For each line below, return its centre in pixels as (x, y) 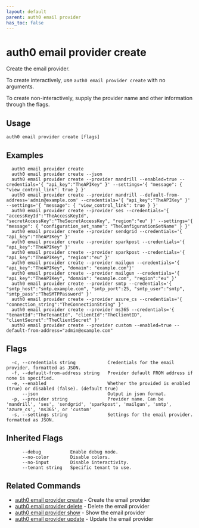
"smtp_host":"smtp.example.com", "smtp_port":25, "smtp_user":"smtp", (96, 289)
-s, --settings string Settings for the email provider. (102, 415)
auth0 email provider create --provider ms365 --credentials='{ (93, 310)
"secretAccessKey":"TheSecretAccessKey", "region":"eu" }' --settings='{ (100, 221)
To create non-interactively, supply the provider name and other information (99, 98)
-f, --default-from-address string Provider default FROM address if (102, 373)
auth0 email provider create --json (57, 174)
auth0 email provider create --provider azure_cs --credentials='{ (97, 299)
